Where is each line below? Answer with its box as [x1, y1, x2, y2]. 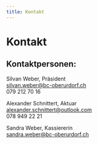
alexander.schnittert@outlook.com [6, 106, 92, 113]
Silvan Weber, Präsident [6, 75, 66, 82]
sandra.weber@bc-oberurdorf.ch [6, 131, 90, 138]
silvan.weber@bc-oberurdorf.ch [6, 81, 87, 88]
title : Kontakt [6, 8, 45, 15]
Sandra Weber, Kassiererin [6, 124, 73, 131]
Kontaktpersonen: [6, 59, 77, 70]
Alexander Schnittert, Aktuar [6, 99, 77, 106]
